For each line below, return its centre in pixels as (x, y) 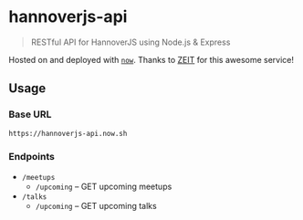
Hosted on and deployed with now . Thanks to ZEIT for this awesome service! (151, 59)
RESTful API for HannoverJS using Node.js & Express (131, 42)
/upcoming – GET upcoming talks (96, 205)
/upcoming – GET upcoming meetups (104, 186)
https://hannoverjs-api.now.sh (68, 133)
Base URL (30, 114)
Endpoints (32, 157)
